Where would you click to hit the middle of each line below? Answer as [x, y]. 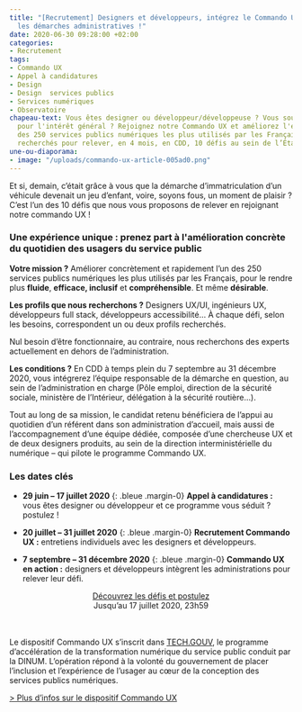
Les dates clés [41, 476]
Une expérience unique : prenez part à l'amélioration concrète [147, 238]
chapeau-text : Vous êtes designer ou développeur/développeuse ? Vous [144, 118]
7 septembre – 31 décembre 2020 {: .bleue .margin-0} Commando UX [153, 560]
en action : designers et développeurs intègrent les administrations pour [156, 569]
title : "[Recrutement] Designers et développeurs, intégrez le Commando [148, 18]
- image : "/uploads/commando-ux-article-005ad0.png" [110, 160]
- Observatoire [38, 110]
